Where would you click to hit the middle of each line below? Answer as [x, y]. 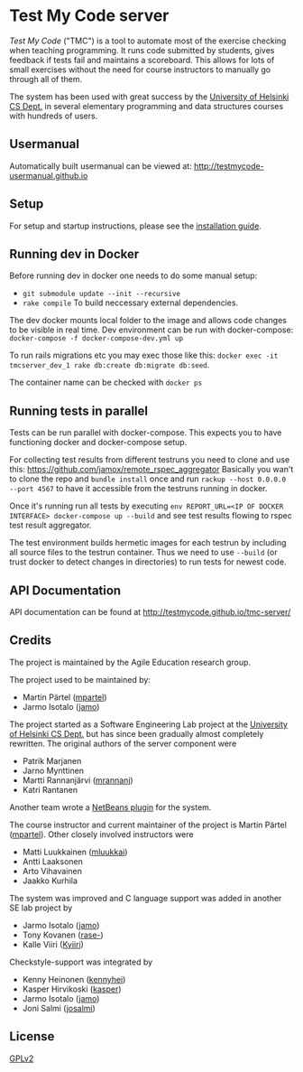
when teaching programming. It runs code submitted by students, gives [142, 50]
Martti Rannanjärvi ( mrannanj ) [78, 780]
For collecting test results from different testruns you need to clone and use [150, 460]
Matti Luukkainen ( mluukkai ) [75, 852]
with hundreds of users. [54, 116]
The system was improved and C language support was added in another [146, 898]
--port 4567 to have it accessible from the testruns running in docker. [138, 489]
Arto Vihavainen [52, 871]
